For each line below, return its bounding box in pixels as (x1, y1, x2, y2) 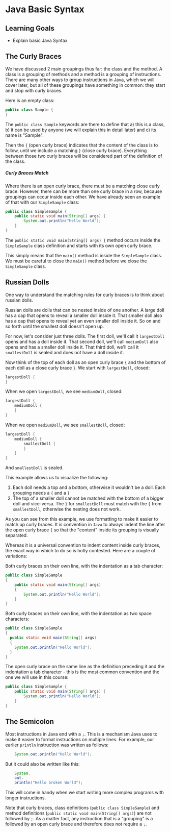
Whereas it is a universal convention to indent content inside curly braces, (5, 542, 161, 548)
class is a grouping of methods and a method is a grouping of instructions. (5, 71, 161, 77)
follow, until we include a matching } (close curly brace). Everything (5, 147, 147, 154)
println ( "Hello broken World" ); (14, 780, 83, 786)
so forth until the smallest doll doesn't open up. (5, 323, 104, 329)
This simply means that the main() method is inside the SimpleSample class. (5, 252, 162, 258)
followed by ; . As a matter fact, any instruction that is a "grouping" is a (5, 816, 153, 822)
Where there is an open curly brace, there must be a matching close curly (5, 183, 160, 189)
